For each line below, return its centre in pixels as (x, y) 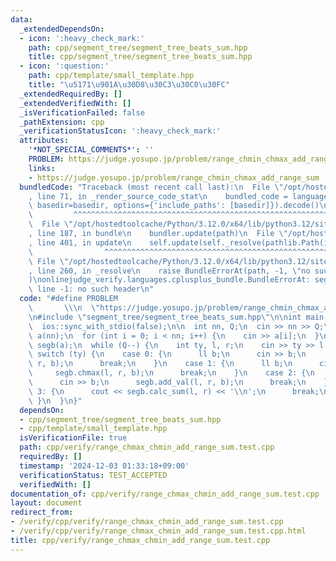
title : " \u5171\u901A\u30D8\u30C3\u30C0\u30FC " (129, 85)
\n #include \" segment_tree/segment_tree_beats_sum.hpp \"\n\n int (165, 317)
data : (21, 19)
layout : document (46, 503)
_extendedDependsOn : (62, 29)
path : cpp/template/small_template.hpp (111, 76)
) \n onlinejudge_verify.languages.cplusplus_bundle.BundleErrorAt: (169, 280)
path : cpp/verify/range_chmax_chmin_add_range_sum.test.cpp (147, 447)
